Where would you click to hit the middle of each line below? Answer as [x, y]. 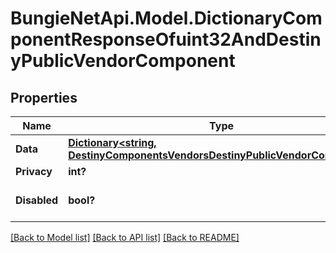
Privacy [34, 171]
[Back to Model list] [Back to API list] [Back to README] [125, 237]
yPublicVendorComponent [123, 61]
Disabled [37, 200]
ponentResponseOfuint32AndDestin [166, 39]
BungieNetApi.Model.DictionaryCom [166, 18]
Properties [44, 97]
